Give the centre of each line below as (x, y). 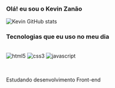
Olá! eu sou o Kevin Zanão (44, 9)
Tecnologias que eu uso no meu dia (58, 37)
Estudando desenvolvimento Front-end (54, 79)
